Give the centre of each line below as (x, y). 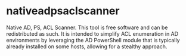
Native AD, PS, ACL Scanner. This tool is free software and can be (87, 27)
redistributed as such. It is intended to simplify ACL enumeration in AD (92, 33)
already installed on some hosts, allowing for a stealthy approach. (87, 46)
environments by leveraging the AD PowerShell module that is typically (93, 40)
